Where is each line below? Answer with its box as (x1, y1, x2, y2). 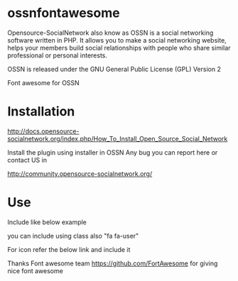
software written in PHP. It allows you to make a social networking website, (7, 35, 227, 44)
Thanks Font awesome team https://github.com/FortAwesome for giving (7, 259, 218, 268)
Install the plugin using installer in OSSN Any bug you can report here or (7, 148, 218, 157)
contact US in (7, 155, 48, 164)
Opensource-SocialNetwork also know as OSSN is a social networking (7, 28, 214, 37)
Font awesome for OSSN (7, 78, 80, 87)
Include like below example (7, 218, 87, 226)
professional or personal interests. (7, 51, 108, 60)
